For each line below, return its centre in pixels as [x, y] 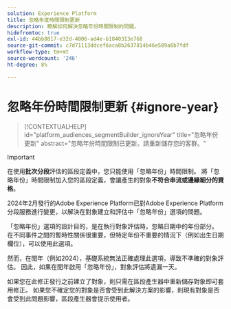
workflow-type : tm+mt [38, 52]
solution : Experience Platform [52, 13]
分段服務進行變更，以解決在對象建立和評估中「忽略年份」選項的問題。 [107, 211]
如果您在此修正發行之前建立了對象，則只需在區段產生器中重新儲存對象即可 [112, 281]
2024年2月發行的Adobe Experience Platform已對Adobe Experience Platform [115, 203]
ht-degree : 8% [27, 65]
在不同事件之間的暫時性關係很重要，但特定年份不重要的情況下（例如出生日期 [115, 235]
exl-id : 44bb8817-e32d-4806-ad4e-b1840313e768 [75, 39]
